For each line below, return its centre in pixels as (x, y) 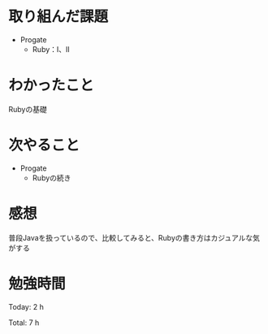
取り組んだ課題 (58, 17)
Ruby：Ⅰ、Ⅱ (51, 49)
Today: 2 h (26, 306)
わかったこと (52, 85)
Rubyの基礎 (28, 109)
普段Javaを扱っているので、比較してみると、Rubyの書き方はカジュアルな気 (134, 237)
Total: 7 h (24, 323)
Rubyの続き (52, 178)
